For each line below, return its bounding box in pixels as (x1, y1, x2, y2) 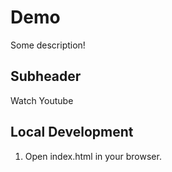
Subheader (10, 68, 82, 85)
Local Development (10, 124, 134, 141)
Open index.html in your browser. (24, 150, 162, 162)
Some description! (10, 39, 86, 51)
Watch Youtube (10, 94, 74, 106)
